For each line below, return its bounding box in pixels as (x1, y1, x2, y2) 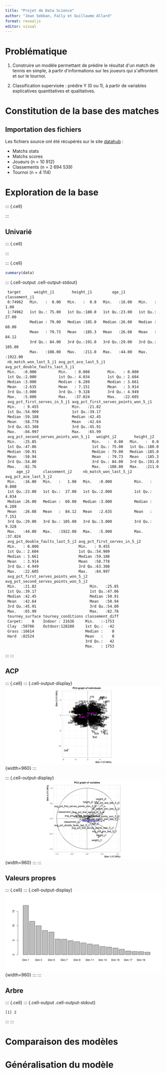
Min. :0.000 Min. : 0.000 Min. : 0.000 (7, 369, 139, 374)
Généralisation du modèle (5, 1059, 114, 1070)
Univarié (5, 227, 32, 236)
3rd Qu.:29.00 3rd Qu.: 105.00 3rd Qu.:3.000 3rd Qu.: (7, 519, 153, 524)
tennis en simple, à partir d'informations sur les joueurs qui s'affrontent (12, 68, 158, 74)
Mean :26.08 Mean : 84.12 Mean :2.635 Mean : (7, 509, 153, 514)
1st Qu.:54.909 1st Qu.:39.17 (7, 409, 101, 414)
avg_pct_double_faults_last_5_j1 (5, 364, 75, 369)
